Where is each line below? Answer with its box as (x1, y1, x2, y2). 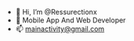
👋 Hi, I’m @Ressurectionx (15, 8, 98, 16)
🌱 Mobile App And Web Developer (15, 15, 126, 25)
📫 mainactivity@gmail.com (15, 24, 105, 33)
